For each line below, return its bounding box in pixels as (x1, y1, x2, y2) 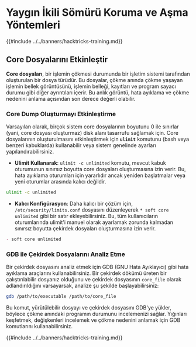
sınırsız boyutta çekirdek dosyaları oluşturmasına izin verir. (14, 224, 156, 232)
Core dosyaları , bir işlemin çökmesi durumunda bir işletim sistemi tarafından (6, 70, 190, 77)
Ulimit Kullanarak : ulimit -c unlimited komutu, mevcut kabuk (14, 159, 166, 166)
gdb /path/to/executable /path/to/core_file (6, 294, 116, 300)
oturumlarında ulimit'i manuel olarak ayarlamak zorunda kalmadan (14, 219, 174, 226)
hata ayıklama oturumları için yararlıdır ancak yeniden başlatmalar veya (14, 172, 186, 179)
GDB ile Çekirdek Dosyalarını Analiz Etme (6, 250, 126, 258)
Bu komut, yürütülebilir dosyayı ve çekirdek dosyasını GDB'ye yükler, (6, 304, 171, 311)
